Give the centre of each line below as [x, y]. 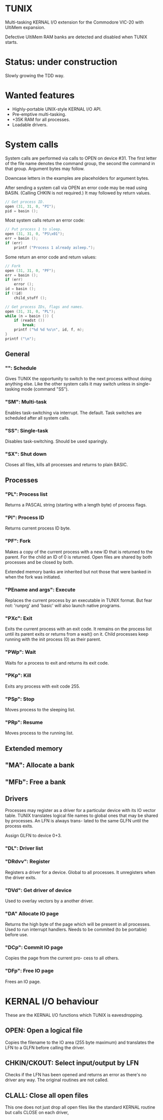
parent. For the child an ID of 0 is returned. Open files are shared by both [79, 557]
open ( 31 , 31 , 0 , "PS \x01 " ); [35, 234]
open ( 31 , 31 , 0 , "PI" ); [30, 206]
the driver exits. [21, 877]
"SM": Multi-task [26, 402]
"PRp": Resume [24, 723]
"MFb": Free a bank [35, 782]
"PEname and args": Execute [40, 589]
